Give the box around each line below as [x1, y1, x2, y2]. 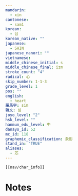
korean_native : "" [5, 36, 45, 42]
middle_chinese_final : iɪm [5, 65, 63, 70]
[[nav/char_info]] [5, 165, 45, 170]
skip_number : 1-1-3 [5, 79, 47, 84]
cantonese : [5, 17, 29, 22]
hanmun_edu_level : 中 [5, 122, 51, 127]
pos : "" [5, 88, 22, 94]
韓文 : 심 [5, 108, 22, 113]
